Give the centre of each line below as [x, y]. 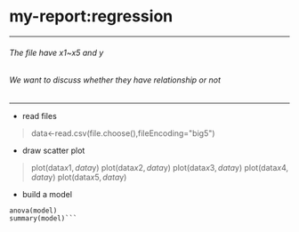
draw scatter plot [53, 150]
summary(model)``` [43, 218]
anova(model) [33, 211]
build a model [47, 194]
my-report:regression [91, 16]
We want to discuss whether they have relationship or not [115, 80]
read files [40, 116]
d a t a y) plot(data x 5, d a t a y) [79, 177]
